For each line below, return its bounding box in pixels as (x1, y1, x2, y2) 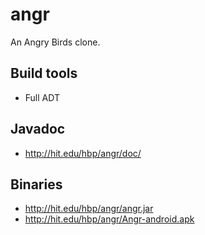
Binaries (10, 176, 63, 193)
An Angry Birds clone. (10, 36, 101, 48)
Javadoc (10, 121, 66, 138)
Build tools (10, 65, 78, 82)
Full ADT (24, 91, 60, 103)
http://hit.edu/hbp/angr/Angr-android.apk (24, 213, 195, 225)
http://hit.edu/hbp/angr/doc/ (24, 147, 142, 159)
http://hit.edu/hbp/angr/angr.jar (24, 203, 154, 215)
